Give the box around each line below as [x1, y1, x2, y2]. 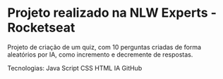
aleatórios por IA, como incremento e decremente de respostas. [7, 50, 193, 59]
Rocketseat [7, 20, 76, 36]
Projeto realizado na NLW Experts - [7, 5, 217, 21]
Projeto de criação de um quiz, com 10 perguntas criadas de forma [7, 43, 202, 51]
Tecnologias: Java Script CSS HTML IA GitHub [7, 64, 143, 72]
